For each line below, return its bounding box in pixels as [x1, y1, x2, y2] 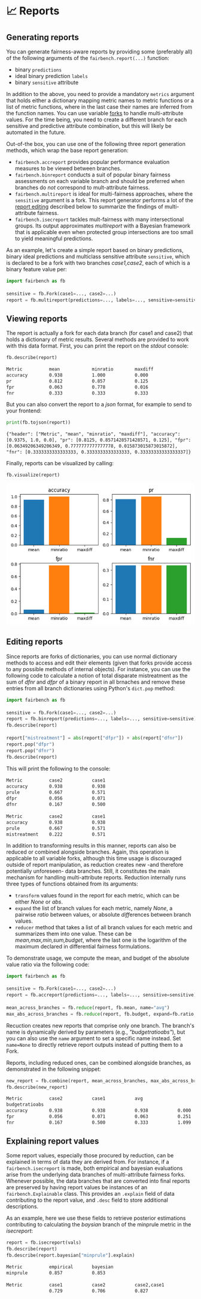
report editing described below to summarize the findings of [14, 203, 163, 210]
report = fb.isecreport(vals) [6, 1240, 82, 1246]
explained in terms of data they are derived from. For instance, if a [6, 1159, 169, 1166]
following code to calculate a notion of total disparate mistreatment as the [6, 672, 188, 679]
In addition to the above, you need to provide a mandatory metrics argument [6, 91, 194, 97]
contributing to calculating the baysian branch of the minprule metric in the [6, 1221, 191, 1228]
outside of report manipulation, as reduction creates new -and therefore [6, 861, 184, 868]
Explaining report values [6, 1136, 99, 1146]
